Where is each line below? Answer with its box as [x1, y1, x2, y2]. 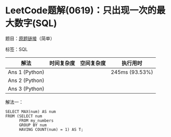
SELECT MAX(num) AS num [5, 109, 56, 114]
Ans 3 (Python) [8, 85, 45, 92]
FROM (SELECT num [5, 113, 42, 119]
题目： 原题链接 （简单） [5, 35, 55, 41]
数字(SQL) [14, 17, 57, 29]
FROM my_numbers [18, 118, 54, 123]
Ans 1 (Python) [8, 68, 45, 76]
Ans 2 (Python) [8, 77, 45, 84]
